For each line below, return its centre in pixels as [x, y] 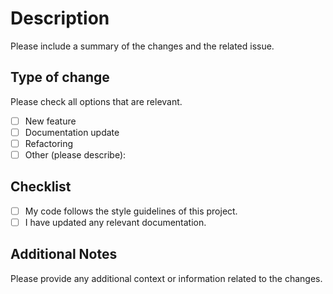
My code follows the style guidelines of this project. [131, 211]
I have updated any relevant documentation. [115, 222]
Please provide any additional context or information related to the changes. [166, 278]
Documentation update [72, 132]
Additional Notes [64, 254]
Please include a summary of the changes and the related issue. [142, 46]
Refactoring [49, 143]
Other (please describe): [75, 154]
